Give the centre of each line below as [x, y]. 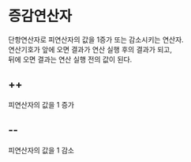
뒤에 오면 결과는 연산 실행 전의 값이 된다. [70, 59]
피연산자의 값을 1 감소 [41, 150]
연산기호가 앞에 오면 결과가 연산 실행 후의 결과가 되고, [90, 49]
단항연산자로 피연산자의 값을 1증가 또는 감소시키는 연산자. [96, 40]
